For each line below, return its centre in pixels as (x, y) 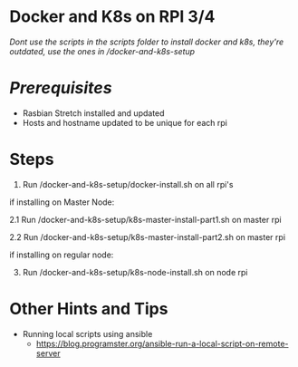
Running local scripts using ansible (87, 333)
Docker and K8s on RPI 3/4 (112, 17)
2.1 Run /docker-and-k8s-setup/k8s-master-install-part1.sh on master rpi (146, 219)
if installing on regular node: (62, 255)
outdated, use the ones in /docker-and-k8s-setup (102, 51)
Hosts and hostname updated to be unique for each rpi (125, 122)
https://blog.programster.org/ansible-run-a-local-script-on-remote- (162, 343)
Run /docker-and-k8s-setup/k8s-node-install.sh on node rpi (135, 272)
